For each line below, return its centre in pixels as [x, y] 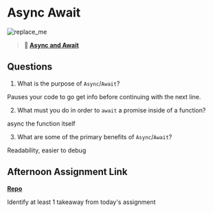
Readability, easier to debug [47, 150]
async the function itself [41, 123]
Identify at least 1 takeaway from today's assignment [81, 202]
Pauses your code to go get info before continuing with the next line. [104, 97]
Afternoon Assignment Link [67, 172]
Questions [30, 67]
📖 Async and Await [51, 45]
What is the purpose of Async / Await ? [68, 83]
